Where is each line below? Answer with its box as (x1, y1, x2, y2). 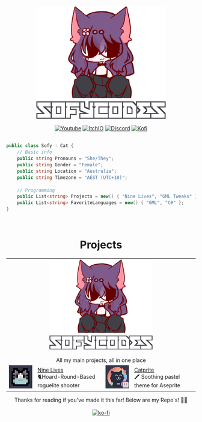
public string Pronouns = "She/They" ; (17, 155, 114, 161)
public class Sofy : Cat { (6, 143, 74, 149)
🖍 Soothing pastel (134, 373, 180, 380)
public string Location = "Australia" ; (17, 168, 117, 174)
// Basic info (17, 149, 52, 155)
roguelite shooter (37, 381, 80, 389)
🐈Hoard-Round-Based (37, 373, 96, 380)
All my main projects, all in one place (56, 357, 146, 364)
